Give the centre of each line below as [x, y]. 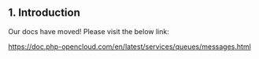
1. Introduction [44, 13]
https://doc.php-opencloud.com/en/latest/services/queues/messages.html [130, 47]
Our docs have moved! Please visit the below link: [89, 31]
